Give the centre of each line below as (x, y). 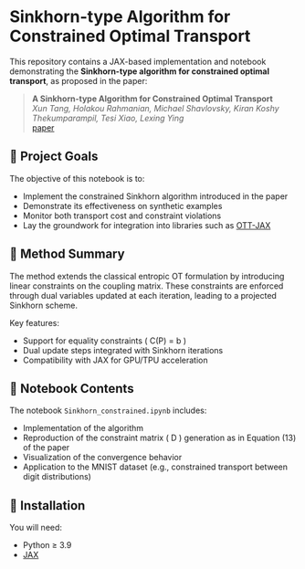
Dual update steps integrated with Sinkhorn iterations (123, 350)
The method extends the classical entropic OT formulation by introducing (147, 276)
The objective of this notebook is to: (77, 178)
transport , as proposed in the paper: (79, 80)
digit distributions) (57, 477)
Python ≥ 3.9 (47, 545)
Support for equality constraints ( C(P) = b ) (105, 341)
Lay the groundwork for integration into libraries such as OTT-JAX (147, 225)
